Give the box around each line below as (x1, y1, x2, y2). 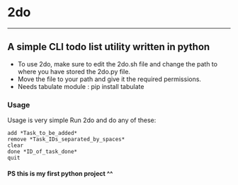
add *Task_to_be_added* (7, 130, 78, 137)
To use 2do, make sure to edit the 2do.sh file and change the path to (17, 59, 218, 68)
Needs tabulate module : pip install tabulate (17, 82, 144, 90)
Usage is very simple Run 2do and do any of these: (7, 116, 157, 124)
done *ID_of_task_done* (7, 148, 78, 155)
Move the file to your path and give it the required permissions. (17, 75, 202, 83)
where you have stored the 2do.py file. (17, 67, 131, 76)
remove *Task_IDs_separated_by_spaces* (7, 136, 125, 143)
